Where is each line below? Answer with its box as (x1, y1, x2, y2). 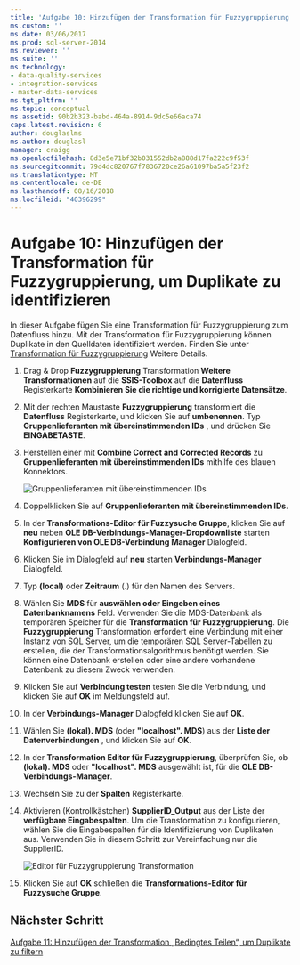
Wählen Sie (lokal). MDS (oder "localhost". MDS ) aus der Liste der (22, 725, 271, 735)
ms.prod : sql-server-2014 (10, 37, 106, 47)
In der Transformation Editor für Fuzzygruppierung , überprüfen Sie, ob (22, 751, 288, 762)
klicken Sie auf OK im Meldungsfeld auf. (22, 691, 170, 701)
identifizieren (10, 290, 112, 311)
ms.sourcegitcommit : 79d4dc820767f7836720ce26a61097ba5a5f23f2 (10, 162, 250, 171)
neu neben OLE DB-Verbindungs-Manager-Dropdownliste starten (22, 527, 271, 538)
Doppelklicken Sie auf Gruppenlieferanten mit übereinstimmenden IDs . (22, 500, 288, 511)
